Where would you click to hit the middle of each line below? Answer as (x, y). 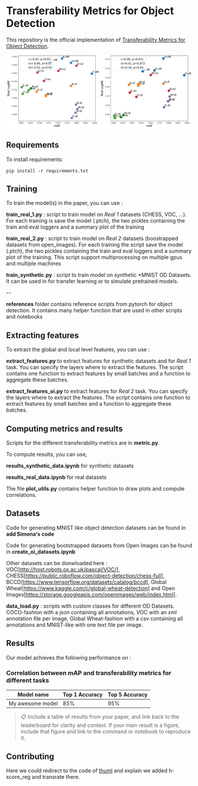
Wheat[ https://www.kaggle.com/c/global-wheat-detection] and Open (91, 588)
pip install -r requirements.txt (47, 171)
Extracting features (43, 335)
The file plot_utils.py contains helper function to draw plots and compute (95, 489)
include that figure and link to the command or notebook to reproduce (106, 732)
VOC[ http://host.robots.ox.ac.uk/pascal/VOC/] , (63, 569)
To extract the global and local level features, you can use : (78, 350)
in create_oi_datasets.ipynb (41, 552)
